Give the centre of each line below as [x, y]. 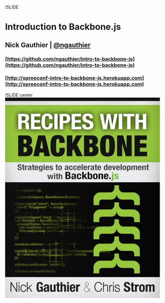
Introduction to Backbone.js [63, 27]
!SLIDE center [19, 95]
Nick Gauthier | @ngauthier [48, 45]
